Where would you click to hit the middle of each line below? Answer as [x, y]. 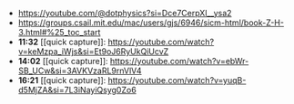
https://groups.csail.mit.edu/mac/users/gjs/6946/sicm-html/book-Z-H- [151, 23]
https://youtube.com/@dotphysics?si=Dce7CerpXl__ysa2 [125, 13]
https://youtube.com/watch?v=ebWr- [179, 61]
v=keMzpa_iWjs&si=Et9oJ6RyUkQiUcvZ [93, 52]
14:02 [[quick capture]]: [63, 61]
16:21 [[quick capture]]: [62, 80]
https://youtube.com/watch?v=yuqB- [177, 80]
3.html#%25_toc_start [59, 32]
